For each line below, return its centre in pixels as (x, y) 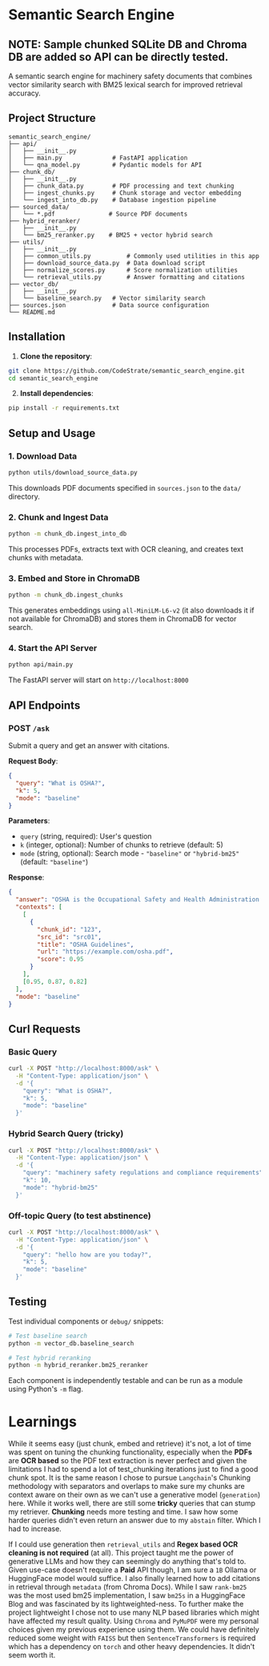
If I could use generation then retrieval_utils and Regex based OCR (123, 1544)
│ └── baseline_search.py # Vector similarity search (107, 298)
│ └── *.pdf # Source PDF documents (98, 214)
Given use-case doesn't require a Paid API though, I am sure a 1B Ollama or (132, 1570)
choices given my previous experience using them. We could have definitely (134, 1630)
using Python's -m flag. (46, 1389)
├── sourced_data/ (39, 207)
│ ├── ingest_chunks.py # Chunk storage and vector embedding (125, 193)
